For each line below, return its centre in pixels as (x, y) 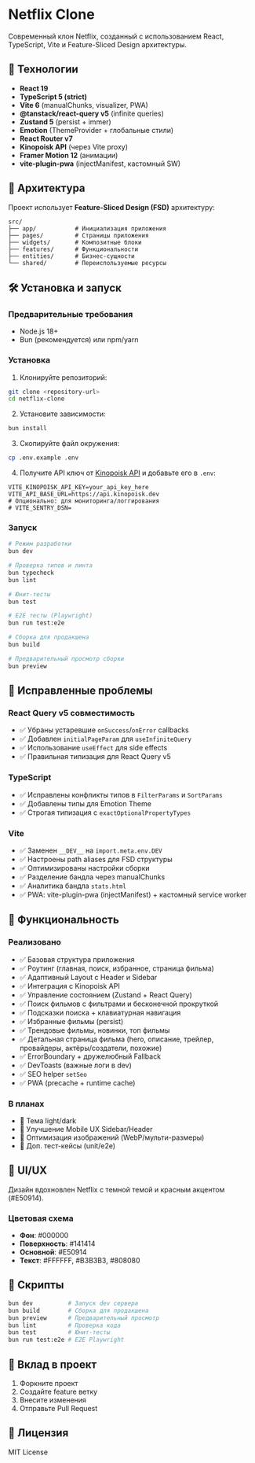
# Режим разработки (40, 544)
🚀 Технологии (43, 70)
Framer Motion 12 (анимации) (69, 155)
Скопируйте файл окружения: (69, 444)
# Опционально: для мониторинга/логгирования (84, 501)
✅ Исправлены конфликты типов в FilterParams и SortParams (121, 794)
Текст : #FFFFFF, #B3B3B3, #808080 (80, 1261)
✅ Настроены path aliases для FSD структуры (96, 859)
